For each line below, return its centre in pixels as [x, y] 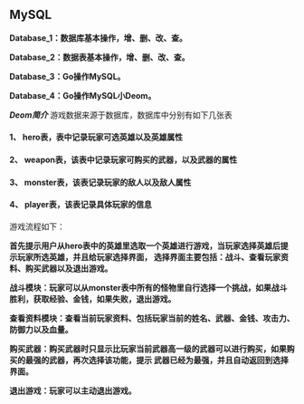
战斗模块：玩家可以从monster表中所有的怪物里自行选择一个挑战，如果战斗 [148, 287]
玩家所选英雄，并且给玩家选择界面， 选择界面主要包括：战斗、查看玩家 [149, 256]
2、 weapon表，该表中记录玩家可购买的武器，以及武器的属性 [123, 159]
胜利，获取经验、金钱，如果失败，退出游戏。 [93, 299]
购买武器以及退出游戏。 [69, 268]
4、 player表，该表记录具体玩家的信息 [81, 205]
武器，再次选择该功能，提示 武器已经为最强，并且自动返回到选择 [169, 360]
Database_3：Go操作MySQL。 [67, 76]
